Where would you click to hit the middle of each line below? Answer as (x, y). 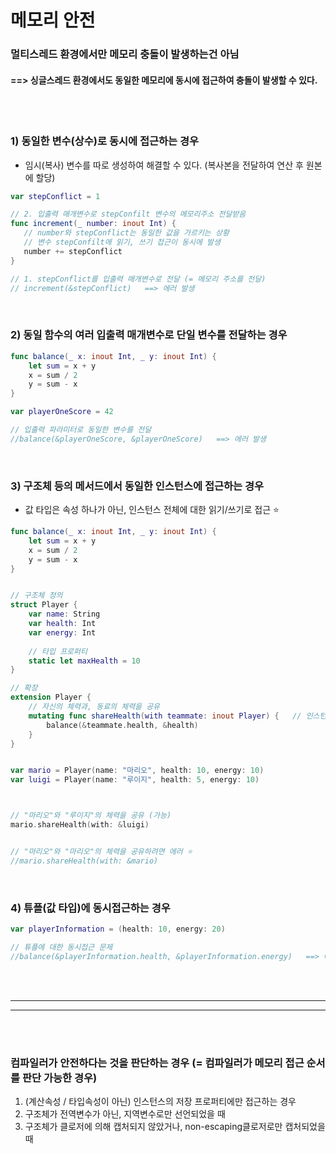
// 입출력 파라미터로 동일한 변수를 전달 (81, 430)
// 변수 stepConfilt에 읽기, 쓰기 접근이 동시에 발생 (122, 242)
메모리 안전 (53, 20)
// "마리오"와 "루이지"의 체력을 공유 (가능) (91, 816)
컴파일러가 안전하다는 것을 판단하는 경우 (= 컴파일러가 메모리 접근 (157, 1063)
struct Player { (44, 605)
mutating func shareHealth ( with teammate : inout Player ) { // (165, 716)
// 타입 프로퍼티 (58, 651)
